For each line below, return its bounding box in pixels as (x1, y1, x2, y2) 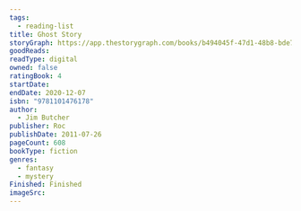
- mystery (17, 171, 54, 180)
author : (9, 105, 39, 114)
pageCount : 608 (9, 138, 66, 147)
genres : (9, 154, 39, 164)
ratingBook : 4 (9, 72, 63, 81)
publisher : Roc (9, 122, 66, 131)
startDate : (9, 80, 50, 89)
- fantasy (17, 163, 54, 172)
